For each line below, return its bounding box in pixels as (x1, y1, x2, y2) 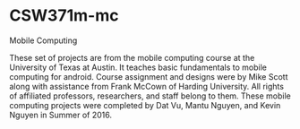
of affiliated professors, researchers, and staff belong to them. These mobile (9, 90, 291, 101)
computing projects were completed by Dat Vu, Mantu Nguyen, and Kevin (9, 99, 281, 110)
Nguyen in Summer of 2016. (9, 109, 112, 120)
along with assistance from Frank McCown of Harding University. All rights (9, 81, 285, 91)
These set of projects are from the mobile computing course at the (9, 52, 255, 63)
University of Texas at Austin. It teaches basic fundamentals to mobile (9, 62, 267, 73)
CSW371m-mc (9, 5, 119, 26)
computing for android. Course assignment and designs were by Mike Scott (9, 71, 288, 82)
